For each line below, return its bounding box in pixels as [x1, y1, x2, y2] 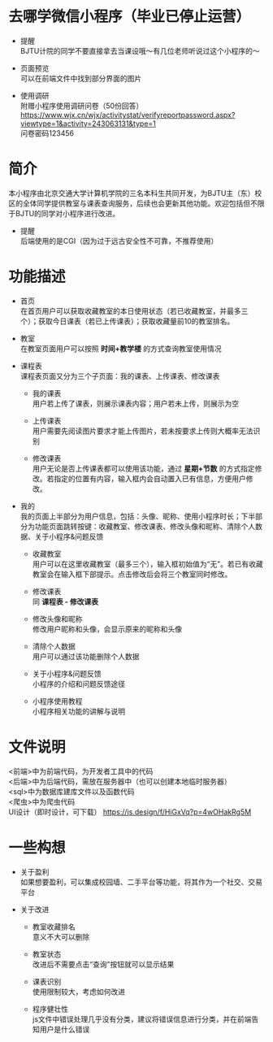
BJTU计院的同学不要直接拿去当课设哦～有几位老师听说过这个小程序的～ [19, 46, 260, 55]
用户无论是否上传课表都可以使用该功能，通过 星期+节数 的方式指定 [32, 463, 255, 473]
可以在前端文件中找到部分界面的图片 [19, 73, 142, 83]
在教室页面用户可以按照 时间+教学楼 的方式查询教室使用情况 [19, 343, 222, 354]
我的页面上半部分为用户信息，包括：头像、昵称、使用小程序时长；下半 [19, 511, 256, 521]
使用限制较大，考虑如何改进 [32, 987, 126, 996]
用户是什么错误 [39, 1024, 90, 1034]
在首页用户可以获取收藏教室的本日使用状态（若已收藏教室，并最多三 [19, 306, 249, 315]
